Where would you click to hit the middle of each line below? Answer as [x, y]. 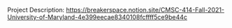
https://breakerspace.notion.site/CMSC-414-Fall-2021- [145, 10]
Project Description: [36, 10]
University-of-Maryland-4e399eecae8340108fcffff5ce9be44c [97, 17]
